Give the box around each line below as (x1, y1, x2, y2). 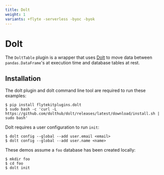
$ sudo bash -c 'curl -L (5, 107, 57, 112)
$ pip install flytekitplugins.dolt (5, 103, 81, 108)
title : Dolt (5, 7, 30, 12)
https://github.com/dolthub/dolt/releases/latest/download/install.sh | (5, 111, 160, 116)
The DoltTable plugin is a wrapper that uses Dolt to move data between (5, 54, 152, 60)
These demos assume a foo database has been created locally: (5, 147, 136, 153)
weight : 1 (5, 12, 26, 17)
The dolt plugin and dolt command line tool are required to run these (5, 88, 146, 94)
